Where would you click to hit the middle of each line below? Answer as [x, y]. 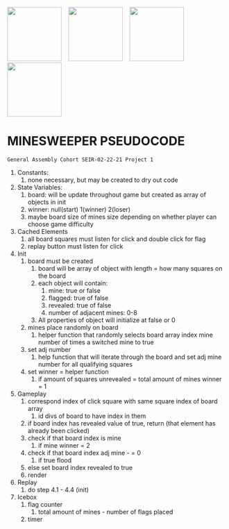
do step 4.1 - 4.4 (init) [58, 489]
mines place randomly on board [73, 327]
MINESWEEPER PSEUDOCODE [96, 141]
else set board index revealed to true [80, 467]
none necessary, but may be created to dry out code [103, 180]
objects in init [47, 202]
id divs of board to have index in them [92, 416]
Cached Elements [42, 231]
